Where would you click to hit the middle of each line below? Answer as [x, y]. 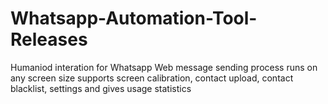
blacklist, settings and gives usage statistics [101, 88]
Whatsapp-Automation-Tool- [134, 18]
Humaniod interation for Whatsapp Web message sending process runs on [164, 67]
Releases [49, 39]
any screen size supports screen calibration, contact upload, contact [152, 78]
